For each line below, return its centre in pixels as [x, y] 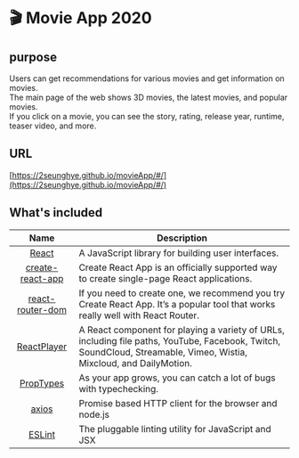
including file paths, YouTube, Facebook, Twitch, [180, 340]
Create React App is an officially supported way [178, 267]
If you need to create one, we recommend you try [182, 293]
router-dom [41, 309]
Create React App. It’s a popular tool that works [177, 304]
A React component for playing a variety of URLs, [182, 330]
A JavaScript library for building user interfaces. [178, 253]
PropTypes [42, 383]
